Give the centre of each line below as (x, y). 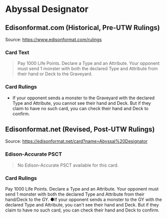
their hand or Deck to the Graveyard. (55, 74)
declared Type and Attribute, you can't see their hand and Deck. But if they (82, 205)
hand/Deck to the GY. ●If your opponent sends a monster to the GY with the (83, 200)
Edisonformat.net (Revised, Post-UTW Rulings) (80, 129)
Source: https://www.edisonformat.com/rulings (54, 39)
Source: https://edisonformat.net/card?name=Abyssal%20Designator (77, 141)
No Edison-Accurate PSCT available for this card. (68, 165)
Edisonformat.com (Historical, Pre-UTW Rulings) (83, 28)
